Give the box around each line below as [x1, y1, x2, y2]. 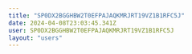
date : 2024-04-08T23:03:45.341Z [8, 19, 116, 27]
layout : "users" [8, 33, 63, 42]
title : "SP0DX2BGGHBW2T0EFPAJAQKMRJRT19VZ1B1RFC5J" [8, 11, 185, 20]
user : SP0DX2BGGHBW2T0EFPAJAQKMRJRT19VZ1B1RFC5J [8, 26, 174, 34]
